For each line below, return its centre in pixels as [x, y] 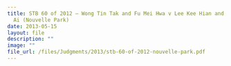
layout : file [26, 33]
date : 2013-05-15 [32, 26]
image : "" [21, 45]
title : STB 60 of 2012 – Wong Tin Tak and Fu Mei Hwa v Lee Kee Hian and [116, 13]
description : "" [30, 39]
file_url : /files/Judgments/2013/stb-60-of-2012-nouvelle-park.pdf [107, 52]
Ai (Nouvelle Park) [41, 20]
